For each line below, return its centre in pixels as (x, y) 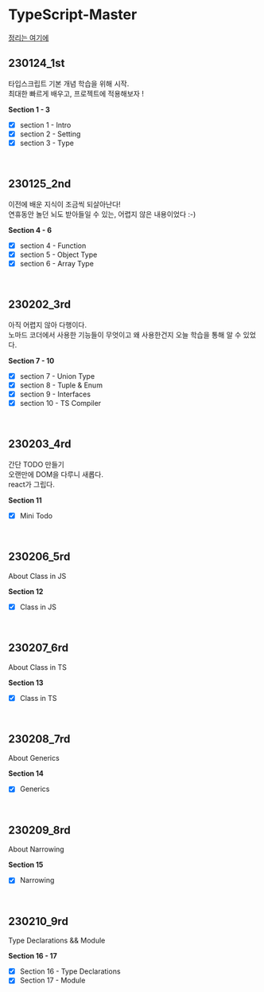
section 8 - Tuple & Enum (61, 385)
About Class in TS (38, 667)
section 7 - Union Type (57, 376)
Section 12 (26, 591)
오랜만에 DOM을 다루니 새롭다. (56, 474)
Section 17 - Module (52, 980)
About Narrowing (37, 849)
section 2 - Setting (50, 134)
